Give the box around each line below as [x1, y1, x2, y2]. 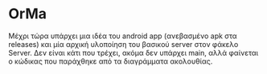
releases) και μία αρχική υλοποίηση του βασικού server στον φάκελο [8, 39, 239, 49]
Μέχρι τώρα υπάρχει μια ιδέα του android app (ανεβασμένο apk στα [8, 31, 237, 41]
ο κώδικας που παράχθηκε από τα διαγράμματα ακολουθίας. [8, 56, 213, 66]
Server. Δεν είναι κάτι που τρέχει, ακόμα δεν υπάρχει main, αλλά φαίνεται [8, 48, 259, 57]
